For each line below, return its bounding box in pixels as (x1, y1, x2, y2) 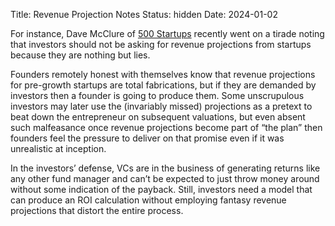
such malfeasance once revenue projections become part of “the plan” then (10, 122, 323, 133)
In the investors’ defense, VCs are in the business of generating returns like (10, 162, 321, 174)
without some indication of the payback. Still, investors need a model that (10, 184, 313, 195)
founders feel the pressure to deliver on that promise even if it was (10, 132, 285, 144)
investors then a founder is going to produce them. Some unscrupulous (10, 90, 305, 101)
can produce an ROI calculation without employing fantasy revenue (10, 194, 287, 206)
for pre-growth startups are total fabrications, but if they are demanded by (10, 79, 317, 91)
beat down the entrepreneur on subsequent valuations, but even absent (10, 111, 306, 123)
